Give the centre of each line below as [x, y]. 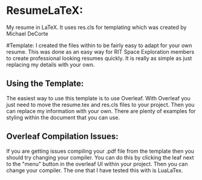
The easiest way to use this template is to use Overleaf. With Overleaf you [98, 98]
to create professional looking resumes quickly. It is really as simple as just [99, 58]
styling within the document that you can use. [63, 117]
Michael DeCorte [27, 33]
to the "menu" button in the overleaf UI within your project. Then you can [97, 164]
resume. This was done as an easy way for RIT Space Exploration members [100, 51]
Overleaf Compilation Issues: [63, 137]
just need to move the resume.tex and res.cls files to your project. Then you [100, 104]
